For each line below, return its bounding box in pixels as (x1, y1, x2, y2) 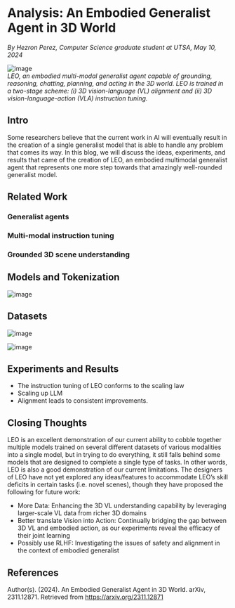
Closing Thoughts (7, 417, 88, 429)
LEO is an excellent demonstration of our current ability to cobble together (7, 436, 222, 444)
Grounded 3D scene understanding (7, 250, 130, 259)
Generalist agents (7, 212, 69, 222)
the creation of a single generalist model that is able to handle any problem (7, 141, 224, 149)
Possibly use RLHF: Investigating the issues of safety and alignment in (17, 539, 220, 548)
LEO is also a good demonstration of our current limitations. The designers (7, 465, 223, 474)
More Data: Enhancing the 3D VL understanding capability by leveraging (17, 501, 227, 510)
